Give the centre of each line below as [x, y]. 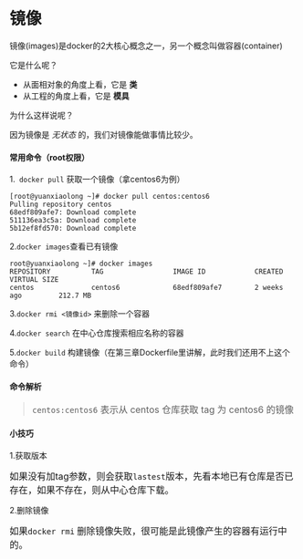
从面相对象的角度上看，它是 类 [80, 84]
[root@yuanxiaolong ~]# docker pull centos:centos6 [110, 197]
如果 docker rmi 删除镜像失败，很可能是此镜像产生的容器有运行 [144, 531]
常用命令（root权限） [49, 157]
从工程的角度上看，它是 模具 [76, 96]
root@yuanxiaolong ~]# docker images [81, 264]
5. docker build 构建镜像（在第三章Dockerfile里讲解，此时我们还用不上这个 [150, 353]
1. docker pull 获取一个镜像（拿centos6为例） [97, 180]
